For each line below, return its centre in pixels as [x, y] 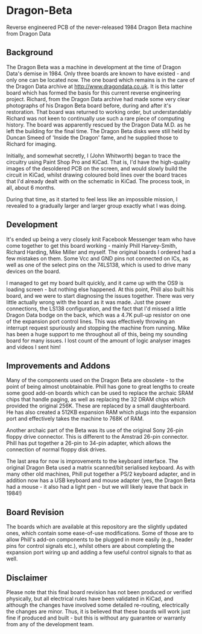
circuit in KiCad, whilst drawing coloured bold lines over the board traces [97, 175]
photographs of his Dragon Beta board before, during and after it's [89, 105]
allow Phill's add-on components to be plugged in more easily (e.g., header [99, 539]
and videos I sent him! [34, 347]
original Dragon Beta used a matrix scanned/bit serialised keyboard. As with [100, 468]
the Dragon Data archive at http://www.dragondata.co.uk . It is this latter [95, 86]
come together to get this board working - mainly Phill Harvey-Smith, [92, 245]
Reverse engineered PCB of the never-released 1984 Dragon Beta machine [99, 27]
